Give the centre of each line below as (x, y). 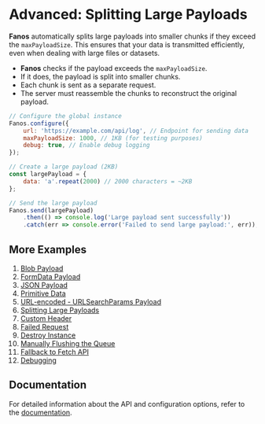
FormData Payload (50, 277)
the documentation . (41, 412)
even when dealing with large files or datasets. (85, 53)
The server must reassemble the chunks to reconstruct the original (129, 93)
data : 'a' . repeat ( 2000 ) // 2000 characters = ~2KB (108, 181)
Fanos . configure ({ (39, 124)
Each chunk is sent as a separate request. (88, 85)
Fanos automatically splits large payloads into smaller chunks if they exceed (132, 36)
